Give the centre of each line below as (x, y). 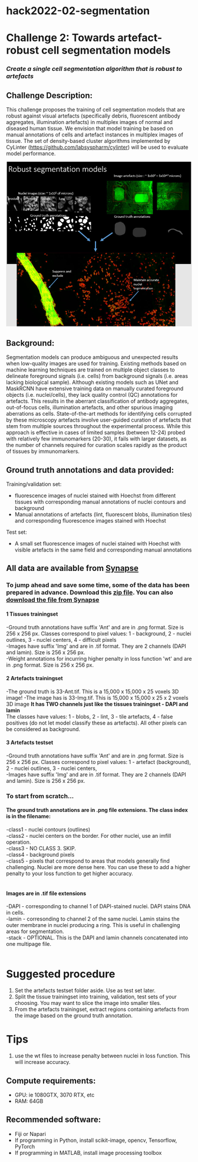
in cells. (15, 913)
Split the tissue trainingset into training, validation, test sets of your (95, 997)
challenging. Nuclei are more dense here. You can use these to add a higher (98, 867)
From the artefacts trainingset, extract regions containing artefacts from (102, 1009)
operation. (19, 842)
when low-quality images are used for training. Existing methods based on (96, 364)
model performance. (31, 154)
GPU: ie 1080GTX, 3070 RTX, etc (55, 1095)
